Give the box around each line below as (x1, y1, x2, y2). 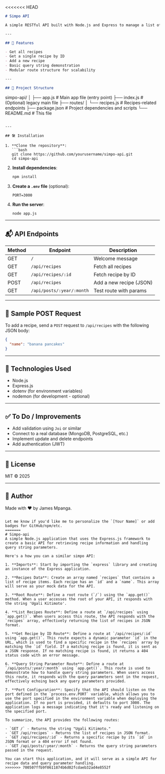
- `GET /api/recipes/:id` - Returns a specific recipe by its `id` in (5, 735, 153, 739)
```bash (11, 147, 27, 152)
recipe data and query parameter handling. (5, 761, 96, 766)
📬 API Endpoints (5, 229, 59, 238)
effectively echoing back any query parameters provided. (5, 678, 126, 684)
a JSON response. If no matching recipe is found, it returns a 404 (5, 648, 148, 653)
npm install (12, 174, 37, 179)
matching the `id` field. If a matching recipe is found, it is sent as (5, 644, 157, 649)
